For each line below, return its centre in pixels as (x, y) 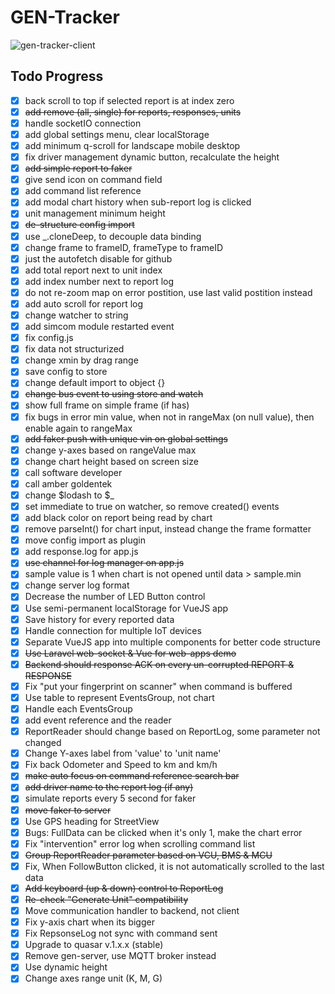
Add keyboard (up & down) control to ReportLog (124, 888)
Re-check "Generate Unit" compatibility (106, 899)
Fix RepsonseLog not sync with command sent (121, 933)
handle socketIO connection (83, 123)
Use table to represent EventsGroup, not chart (119, 697)
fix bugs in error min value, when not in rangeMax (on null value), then (169, 417)
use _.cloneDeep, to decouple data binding (113, 236)
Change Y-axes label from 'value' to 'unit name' (123, 753)
